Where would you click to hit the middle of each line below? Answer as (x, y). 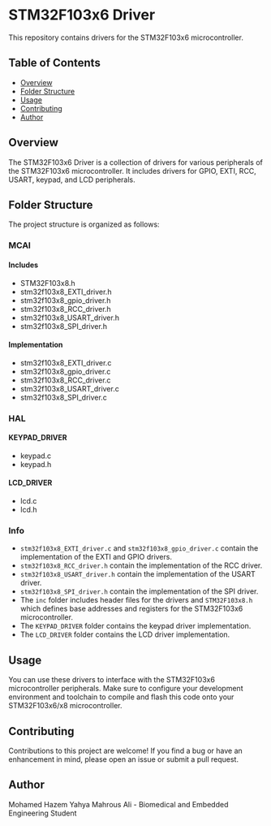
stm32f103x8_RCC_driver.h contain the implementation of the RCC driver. (141, 565)
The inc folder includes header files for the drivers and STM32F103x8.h (136, 600)
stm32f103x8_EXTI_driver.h (66, 292)
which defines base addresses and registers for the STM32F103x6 (131, 609)
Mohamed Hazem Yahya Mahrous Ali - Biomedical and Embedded (118, 804)
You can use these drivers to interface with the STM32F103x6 (112, 680)
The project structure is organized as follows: (84, 224)
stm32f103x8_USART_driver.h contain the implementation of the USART (138, 574)
